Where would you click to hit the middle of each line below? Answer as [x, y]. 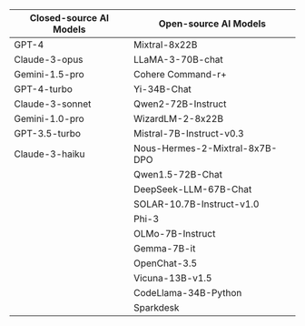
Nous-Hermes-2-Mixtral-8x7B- [205, 148]
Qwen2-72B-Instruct [180, 104]
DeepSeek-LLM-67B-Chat [192, 189]
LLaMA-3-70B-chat [178, 60]
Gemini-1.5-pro [49, 74]
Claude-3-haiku [49, 154]
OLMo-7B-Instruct [174, 234]
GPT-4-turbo [43, 89]
